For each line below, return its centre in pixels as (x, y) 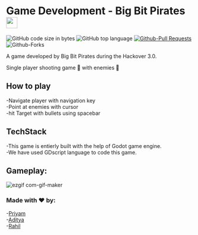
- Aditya (15, 220)
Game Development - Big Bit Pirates (96, 11)
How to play (28, 86)
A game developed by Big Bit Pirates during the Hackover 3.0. (82, 56)
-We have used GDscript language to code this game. (71, 152)
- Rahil (13, 226)
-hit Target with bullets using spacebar (53, 113)
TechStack (26, 132)
